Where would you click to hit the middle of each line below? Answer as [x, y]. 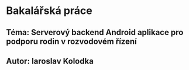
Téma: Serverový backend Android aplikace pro [95, 32]
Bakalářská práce [49, 11]
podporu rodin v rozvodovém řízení [71, 41]
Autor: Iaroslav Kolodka [50, 61]
